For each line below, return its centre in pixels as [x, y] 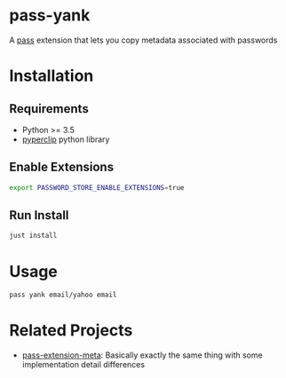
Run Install [39, 215]
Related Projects [71, 331]
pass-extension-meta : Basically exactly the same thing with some [143, 355]
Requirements [49, 109]
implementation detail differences [83, 365]
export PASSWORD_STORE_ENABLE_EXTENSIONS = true [97, 187]
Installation [52, 76]
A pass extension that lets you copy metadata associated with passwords [143, 40]
